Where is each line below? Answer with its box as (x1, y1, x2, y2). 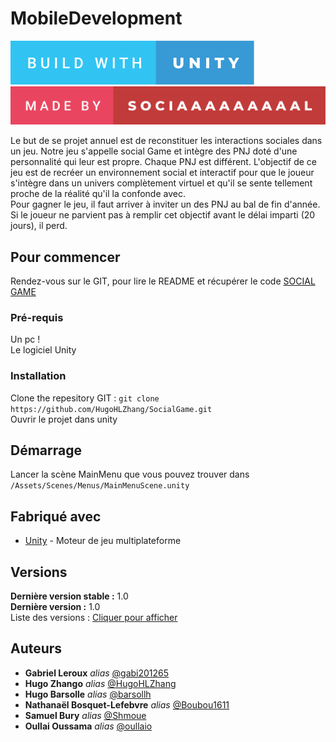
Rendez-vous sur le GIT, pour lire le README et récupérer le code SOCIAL (10, 275, 316, 287)
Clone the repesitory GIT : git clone (10, 392, 160, 404)
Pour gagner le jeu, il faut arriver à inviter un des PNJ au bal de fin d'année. (10, 198, 321, 211)
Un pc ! (10, 333, 41, 346)
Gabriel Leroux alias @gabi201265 (24, 667, 170, 679)
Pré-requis (10, 310, 64, 324)
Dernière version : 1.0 (10, 601, 101, 613)
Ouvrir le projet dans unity (10, 413, 118, 425)
